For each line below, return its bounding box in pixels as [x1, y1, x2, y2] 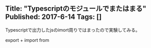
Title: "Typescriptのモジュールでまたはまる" [5, 4, 146, 13]
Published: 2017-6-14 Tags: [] [5, 13, 102, 21]
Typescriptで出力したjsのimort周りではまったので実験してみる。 [5, 27, 140, 33]
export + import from [5, 37, 49, 43]
